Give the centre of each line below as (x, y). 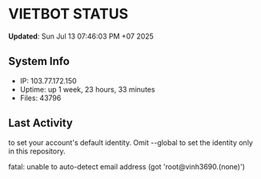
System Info (39, 61)
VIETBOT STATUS (68, 14)
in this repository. (37, 151)
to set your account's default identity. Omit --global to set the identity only (131, 142)
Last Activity (41, 123)
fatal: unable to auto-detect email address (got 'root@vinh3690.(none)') (127, 166)
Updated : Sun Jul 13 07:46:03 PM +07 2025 (81, 36)
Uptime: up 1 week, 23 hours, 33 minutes (87, 89)
